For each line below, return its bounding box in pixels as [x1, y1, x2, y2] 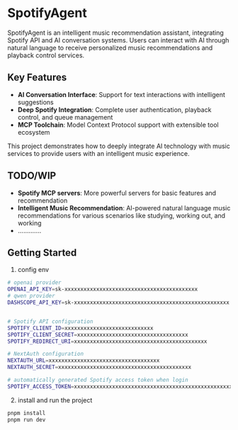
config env [17, 266, 50, 274]
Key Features [7, 72, 67, 84]
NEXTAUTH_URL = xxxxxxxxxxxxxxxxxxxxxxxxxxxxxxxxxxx [7, 357, 160, 364]
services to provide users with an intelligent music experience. [7, 149, 190, 157]
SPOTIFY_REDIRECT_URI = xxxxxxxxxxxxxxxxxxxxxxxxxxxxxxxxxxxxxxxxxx [7, 338, 208, 345]
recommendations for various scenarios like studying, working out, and [17, 211, 225, 220]
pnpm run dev [7, 416, 46, 423]
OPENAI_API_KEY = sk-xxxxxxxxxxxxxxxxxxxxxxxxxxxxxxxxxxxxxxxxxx [7, 285, 198, 293]
